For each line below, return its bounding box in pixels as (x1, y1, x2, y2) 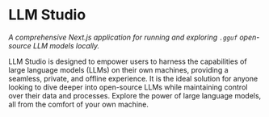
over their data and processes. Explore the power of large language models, (8, 90, 262, 100)
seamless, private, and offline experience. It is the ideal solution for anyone (8, 73, 258, 83)
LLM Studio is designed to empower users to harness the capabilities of (8, 56, 248, 66)
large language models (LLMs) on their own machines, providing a (8, 65, 229, 74)
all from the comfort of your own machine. (8, 99, 149, 109)
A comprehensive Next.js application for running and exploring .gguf (8, 32, 238, 42)
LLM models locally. (33, 40, 100, 50)
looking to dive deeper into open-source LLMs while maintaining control (8, 82, 248, 92)
